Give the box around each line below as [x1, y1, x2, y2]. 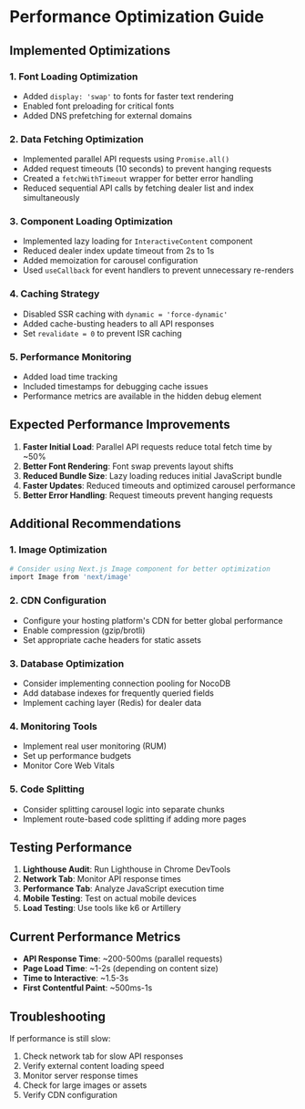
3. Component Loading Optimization [9, 215, 173, 228]
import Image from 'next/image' [9, 573, 132, 582]
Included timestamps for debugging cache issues [22, 381, 208, 392]
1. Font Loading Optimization [9, 70, 138, 83]
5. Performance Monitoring [9, 350, 132, 363]
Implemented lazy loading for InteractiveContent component [22, 235, 253, 247]
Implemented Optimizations [9, 43, 171, 58]
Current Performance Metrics [9, 928, 181, 945]
